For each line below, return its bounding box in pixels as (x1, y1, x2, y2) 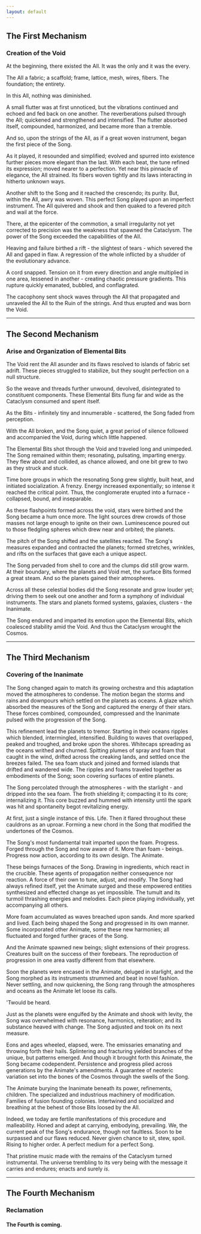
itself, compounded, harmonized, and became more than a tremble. (6, 123, 172, 130)
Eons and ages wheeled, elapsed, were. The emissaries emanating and (6, 1041, 181, 1048)
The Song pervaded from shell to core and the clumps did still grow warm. (6, 562, 190, 569)
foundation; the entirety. (6, 80, 66, 88)
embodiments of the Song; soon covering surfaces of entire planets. (6, 772, 175, 779)
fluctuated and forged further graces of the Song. (6, 932, 129, 939)
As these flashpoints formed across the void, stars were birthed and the (6, 507, 184, 514)
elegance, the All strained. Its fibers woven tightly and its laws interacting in (6, 171, 193, 179)
